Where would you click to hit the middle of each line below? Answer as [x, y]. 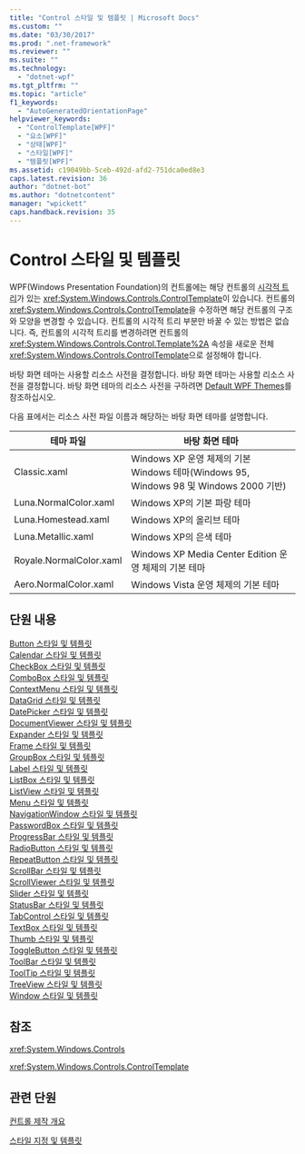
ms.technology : [38, 69]
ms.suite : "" [34, 60]
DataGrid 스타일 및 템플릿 [55, 700]
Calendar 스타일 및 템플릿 [55, 654]
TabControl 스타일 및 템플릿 [59, 916]
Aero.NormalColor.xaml [64, 584]
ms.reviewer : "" [40, 52]
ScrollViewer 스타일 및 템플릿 [62, 881]
